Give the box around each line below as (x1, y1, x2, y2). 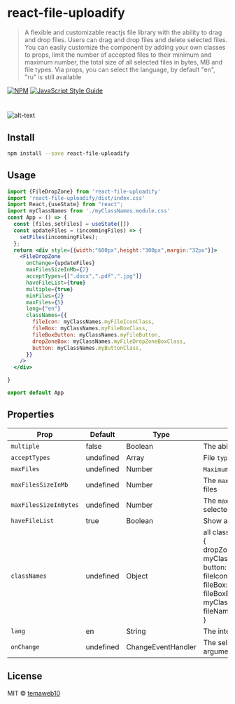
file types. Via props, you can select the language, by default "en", (24, 65, 215, 74)
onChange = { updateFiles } (25, 259, 96, 267)
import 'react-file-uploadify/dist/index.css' (7, 194, 145, 201)
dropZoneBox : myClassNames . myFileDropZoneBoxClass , (32, 338, 187, 345)
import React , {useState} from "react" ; (7, 201, 124, 208)
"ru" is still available (24, 72, 82, 81)
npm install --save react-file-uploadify (7, 149, 130, 157)
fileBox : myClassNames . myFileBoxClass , (32, 325, 149, 332)
